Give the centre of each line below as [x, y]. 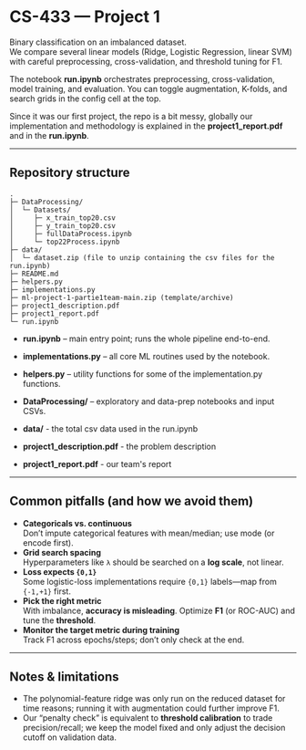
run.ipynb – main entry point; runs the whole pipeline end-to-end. [146, 339]
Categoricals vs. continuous [77, 523]
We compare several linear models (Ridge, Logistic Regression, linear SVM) [151, 51]
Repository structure [70, 173]
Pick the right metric [62, 600]
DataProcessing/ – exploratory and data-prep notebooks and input [148, 401]
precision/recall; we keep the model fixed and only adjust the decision [154, 728]
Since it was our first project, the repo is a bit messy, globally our [131, 116]
